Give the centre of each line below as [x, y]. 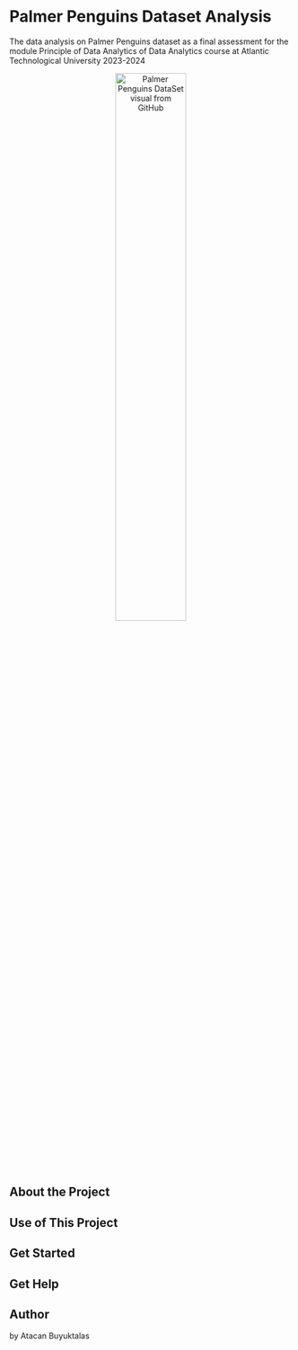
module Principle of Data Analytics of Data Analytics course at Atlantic [139, 50]
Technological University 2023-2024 [77, 60]
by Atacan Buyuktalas [49, 1336]
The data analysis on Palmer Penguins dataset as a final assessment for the [149, 41]
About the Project [60, 1192]
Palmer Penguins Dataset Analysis [140, 17]
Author [29, 1314]
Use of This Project [64, 1223]
